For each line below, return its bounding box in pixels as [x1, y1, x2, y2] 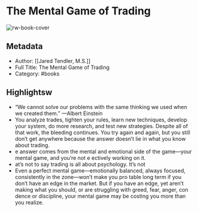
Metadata [6, 41, 43, 52]
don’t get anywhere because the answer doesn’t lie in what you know [14, 135, 187, 142]
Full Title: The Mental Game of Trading [14, 63, 109, 71]
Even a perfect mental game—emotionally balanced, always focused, [14, 166, 185, 174]
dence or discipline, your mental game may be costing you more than [14, 192, 186, 199]
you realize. [14, 199, 44, 206]
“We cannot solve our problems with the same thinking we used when [14, 103, 187, 110]
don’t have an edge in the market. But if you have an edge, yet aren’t [14, 180, 184, 187]
